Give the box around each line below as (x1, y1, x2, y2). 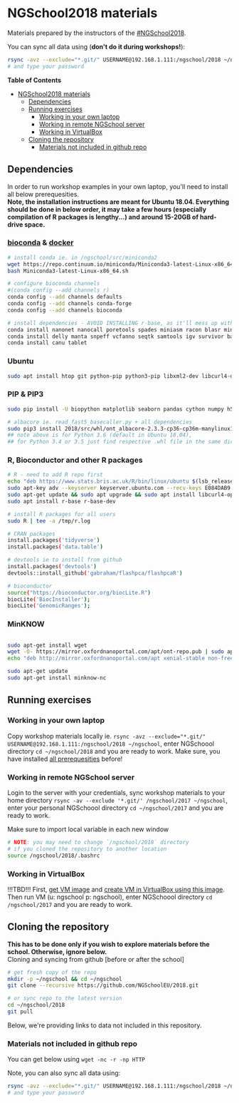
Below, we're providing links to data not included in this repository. (7, 1021, 202, 1030)
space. (24, 220, 46, 229)
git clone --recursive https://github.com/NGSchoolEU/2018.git (7, 982, 199, 989)
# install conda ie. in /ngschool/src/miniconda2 (7, 254, 158, 261)
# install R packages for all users (7, 511, 116, 518)
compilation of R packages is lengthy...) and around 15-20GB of (7, 212, 199, 221)
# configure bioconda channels (7, 280, 100, 287)
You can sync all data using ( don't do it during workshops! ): (7, 42, 186, 51)
